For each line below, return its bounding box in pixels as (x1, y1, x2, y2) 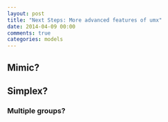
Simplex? (7, 85, 48, 97)
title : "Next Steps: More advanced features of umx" (7, 17, 162, 24)
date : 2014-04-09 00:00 (7, 23, 76, 30)
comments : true (7, 29, 51, 37)
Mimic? (7, 62, 40, 73)
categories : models (7, 36, 64, 43)
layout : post (7, 10, 45, 17)
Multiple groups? (7, 105, 66, 115)
